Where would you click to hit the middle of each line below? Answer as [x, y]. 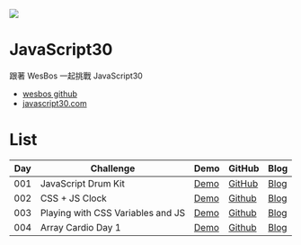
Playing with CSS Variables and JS [113, 213]
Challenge [113, 168]
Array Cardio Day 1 [80, 227]
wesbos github [50, 94]
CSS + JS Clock [74, 198]
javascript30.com [54, 103]
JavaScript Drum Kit [83, 183]
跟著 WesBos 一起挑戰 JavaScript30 [76, 76]
